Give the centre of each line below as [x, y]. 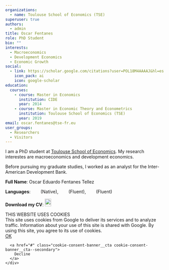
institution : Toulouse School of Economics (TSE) [72, 114]
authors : [14, 24]
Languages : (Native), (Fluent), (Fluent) [59, 192]
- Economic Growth [29, 62]
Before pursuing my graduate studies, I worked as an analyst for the [76, 167]
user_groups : [19, 128]
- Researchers [25, 132]
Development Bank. [47, 172]
